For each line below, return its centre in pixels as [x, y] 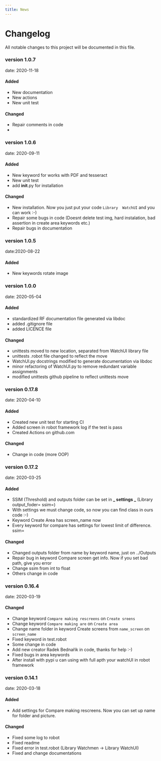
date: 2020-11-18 [22, 70]
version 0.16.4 [22, 586]
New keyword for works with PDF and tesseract [60, 175]
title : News [17, 10]
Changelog [28, 33]
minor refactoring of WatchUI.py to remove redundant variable [74, 366]
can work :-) [24, 212]
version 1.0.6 [21, 143]
